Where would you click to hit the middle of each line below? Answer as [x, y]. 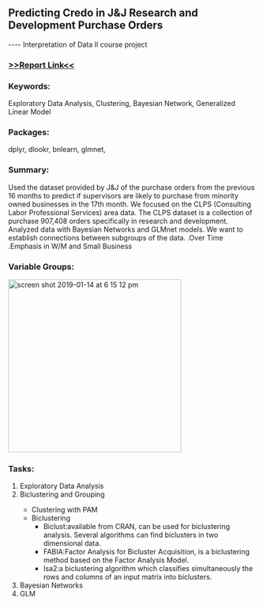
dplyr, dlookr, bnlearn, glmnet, [57, 149]
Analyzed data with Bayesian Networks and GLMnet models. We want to [126, 229]
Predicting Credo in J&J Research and [103, 13]
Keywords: [30, 86]
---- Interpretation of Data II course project [78, 44]
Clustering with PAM [64, 510]
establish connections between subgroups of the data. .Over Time [116, 237]
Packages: [29, 132]
